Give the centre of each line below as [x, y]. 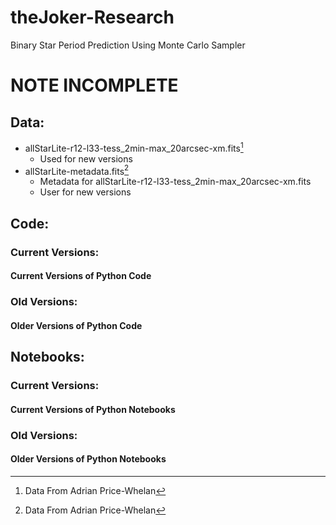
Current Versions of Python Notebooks [93, 409]
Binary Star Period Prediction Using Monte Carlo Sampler [128, 45]
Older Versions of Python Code [76, 325]
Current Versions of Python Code [81, 276]
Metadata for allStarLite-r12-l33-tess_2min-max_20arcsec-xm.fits [175, 182]
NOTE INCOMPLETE [94, 85]
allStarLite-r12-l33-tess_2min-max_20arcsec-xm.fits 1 [134, 147]
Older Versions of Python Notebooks [88, 459]
